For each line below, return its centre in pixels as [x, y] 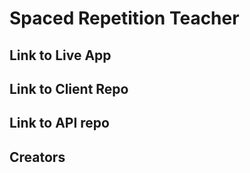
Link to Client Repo [69, 88]
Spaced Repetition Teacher [124, 18]
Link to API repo [59, 123]
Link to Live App [60, 55]
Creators [37, 157]
